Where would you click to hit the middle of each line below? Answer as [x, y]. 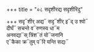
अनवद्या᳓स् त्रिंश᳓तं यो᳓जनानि [35, 35]
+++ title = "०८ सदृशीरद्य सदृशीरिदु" [45, 9]
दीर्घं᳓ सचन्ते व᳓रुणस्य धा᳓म [33, 28]
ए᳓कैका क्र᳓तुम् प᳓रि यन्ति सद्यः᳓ [38, 42]
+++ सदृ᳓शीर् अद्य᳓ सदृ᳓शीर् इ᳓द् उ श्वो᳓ [47, 21]
